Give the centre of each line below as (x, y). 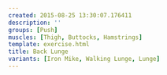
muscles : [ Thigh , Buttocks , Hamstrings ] (76, 37)
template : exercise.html (49, 45)
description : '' (35, 23)
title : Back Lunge (38, 52)
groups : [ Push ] (33, 30)
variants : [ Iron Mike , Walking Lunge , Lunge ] (84, 59)
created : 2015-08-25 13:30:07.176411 (70, 15)
